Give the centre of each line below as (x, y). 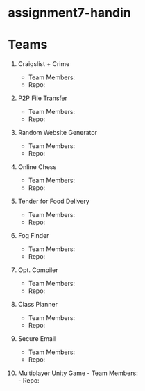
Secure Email (37, 339)
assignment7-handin (69, 13)
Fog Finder (33, 236)
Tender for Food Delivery (53, 201)
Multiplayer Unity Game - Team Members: (78, 373)
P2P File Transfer (43, 98)
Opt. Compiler (38, 270)
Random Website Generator (58, 133)
